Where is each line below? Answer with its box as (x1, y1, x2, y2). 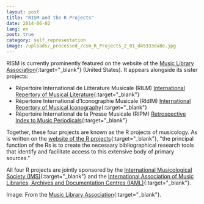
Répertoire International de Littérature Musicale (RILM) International (15, 84, 185, 91)
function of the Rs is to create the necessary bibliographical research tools (6, 141, 194, 149)
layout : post (6, 9, 40, 15)
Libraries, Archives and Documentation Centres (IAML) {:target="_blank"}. (6, 179, 191, 186)
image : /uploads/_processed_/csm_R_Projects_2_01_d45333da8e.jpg (6, 43, 176, 49)
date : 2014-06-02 (6, 20, 51, 26)
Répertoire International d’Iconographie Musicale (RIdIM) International (15, 97, 191, 104)
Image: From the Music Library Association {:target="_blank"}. (6, 191, 162, 198)
